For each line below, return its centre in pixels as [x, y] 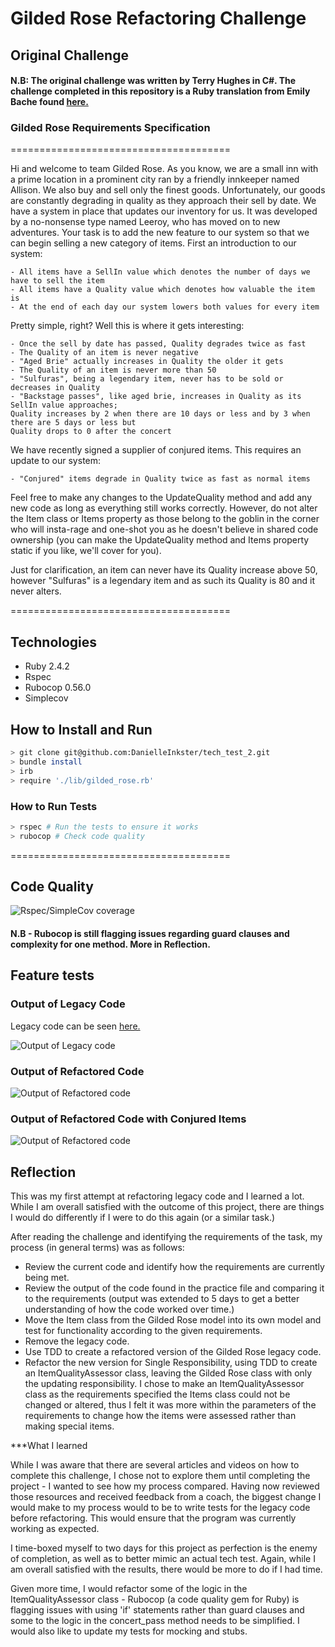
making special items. [69, 1426]
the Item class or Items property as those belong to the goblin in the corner [165, 519]
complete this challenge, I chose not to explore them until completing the [160, 1476]
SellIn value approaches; [64, 405]
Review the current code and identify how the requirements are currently [174, 1267]
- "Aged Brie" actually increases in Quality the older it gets [147, 362]
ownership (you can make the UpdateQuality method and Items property [160, 540]
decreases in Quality [55, 388]
